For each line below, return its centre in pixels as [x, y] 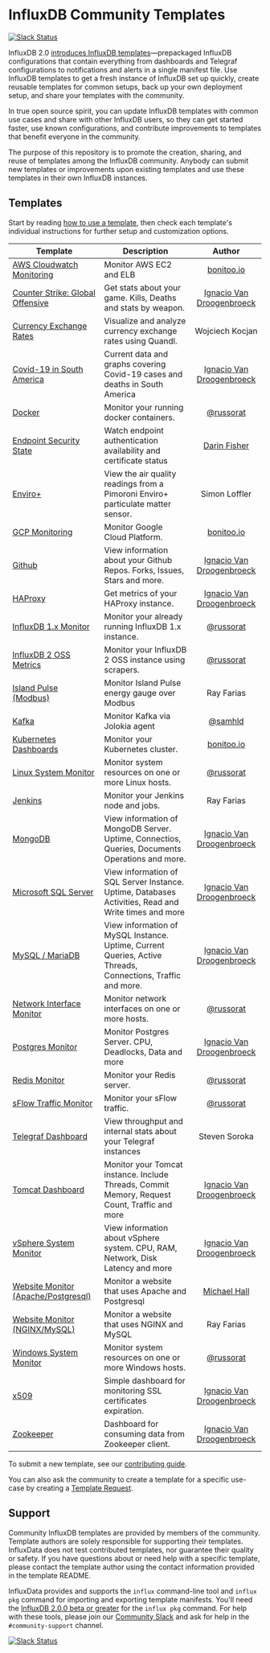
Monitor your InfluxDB [145, 649]
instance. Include [136, 1174]
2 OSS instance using [145, 660]
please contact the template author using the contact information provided [131, 1567]
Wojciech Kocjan [227, 331]
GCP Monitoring [43, 532]
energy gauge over [140, 693]
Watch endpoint [134, 430]
